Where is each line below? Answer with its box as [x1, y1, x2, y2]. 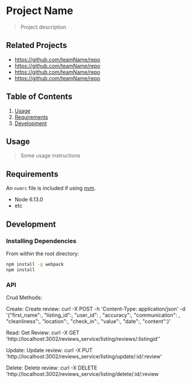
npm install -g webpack [6, 261, 64, 267]
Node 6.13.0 [14, 196, 43, 203]
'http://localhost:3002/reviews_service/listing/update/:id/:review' [6, 353, 162, 360]
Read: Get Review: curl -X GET [6, 329, 80, 336]
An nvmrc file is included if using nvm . [6, 184, 96, 191]
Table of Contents [6, 92, 73, 102]
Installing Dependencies [6, 237, 77, 245]
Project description [20, 23, 67, 30]
